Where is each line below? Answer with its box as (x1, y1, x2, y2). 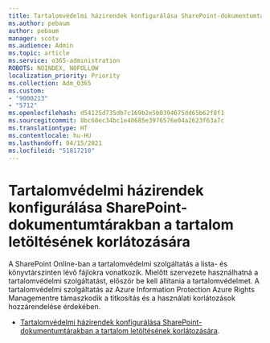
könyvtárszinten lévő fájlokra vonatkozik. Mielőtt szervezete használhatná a (8, 267, 259, 278)
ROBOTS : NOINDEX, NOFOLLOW (8, 64, 99, 72)
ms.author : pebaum (8, 19, 70, 27)
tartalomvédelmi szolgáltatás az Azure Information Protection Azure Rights (8, 285, 256, 295)
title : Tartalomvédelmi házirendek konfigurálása (8, 11, 178, 20)
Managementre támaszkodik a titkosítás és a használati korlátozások (8, 293, 235, 303)
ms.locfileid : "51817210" (8, 147, 95, 155)
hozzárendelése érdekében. (8, 302, 101, 312)
